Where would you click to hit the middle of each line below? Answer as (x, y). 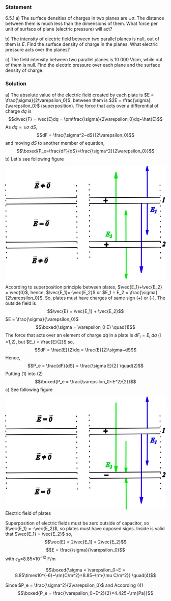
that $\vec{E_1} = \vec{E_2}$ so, (39, 534)
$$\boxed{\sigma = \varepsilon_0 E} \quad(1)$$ (85, 327)
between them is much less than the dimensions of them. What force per (82, 23)
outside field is (21, 303)
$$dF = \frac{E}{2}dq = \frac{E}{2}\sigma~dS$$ (85, 350)
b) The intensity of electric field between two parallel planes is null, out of (82, 39)
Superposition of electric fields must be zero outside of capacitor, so (77, 523)
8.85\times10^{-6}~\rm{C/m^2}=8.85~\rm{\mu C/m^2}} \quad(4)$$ (85, 575)
